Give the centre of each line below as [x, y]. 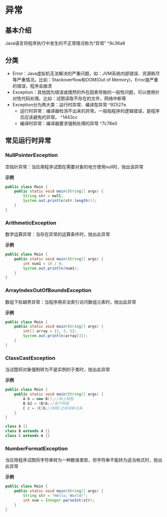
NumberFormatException [37, 449]
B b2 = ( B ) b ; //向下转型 [46, 403]
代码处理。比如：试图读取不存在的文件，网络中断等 [74, 98]
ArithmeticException [31, 223]
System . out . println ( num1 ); [51, 268]
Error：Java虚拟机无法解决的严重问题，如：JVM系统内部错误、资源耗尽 [86, 73]
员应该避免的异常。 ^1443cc [49, 117]
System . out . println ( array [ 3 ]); [56, 336]
